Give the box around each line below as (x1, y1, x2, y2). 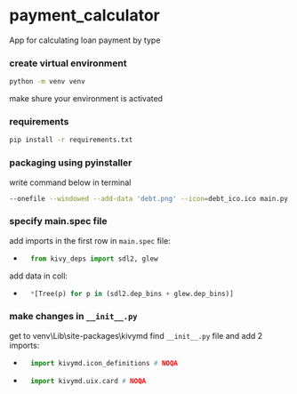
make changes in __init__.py (9, 310, 138, 323)
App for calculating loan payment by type (9, 35, 161, 45)
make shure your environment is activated (9, 93, 163, 104)
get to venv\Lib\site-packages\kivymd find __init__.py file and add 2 (9, 330, 263, 341)
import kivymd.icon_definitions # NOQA (30, 358, 179, 367)
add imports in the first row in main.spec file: (9, 235, 171, 245)
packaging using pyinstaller (9, 157, 132, 169)
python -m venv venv (9, 77, 86, 86)
